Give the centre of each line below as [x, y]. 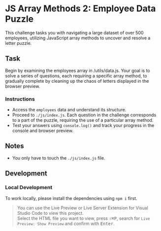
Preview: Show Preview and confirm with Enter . [66, 223]
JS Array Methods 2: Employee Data [80, 9]
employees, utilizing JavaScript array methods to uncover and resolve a [78, 38]
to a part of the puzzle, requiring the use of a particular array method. [83, 120]
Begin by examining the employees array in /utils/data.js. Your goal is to [78, 70]
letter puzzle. [18, 43]
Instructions [20, 99]
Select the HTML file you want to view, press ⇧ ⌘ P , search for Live [83, 218]
